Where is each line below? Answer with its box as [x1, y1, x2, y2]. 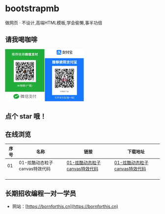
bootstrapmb [5, 3, 60, 14]
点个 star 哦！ [5, 112, 47, 120]
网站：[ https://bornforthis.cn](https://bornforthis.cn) [12, 203, 118, 209]
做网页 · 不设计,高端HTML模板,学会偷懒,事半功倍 [5, 20, 103, 25]
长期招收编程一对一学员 [5, 190, 76, 198]
